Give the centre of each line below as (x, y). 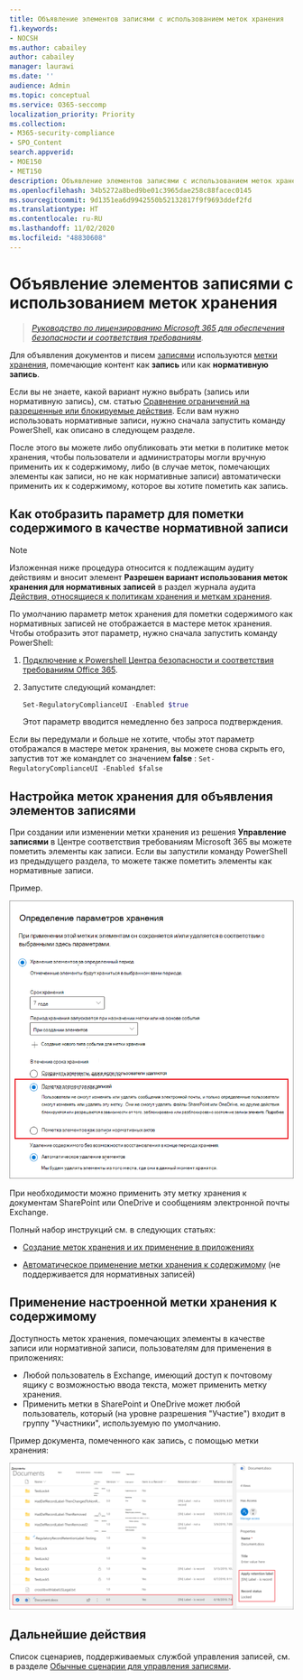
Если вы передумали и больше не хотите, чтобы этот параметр (132, 739)
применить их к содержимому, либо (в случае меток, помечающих (140, 466)
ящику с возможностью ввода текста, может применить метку (145, 1384)
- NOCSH (24, 38)
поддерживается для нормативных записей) (109, 1274)
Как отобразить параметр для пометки (127, 514)
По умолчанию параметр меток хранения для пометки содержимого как (151, 614)
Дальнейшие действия (78, 1634)
